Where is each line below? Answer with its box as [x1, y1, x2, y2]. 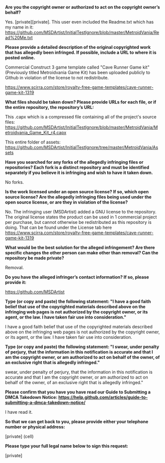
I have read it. [5, 409, 33, 415]
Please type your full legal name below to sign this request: [5, 443, 129, 449]
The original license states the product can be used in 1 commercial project [5, 214, 157, 220]
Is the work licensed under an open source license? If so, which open [5, 189, 149, 194]
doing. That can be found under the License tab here [5, 224, 112, 230]
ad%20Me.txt [5, 35, 33, 40]
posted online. [5, 55, 35, 61]
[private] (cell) [5, 433, 34, 439]
